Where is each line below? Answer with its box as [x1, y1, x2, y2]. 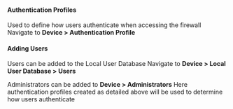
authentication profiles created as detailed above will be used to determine [7, 87, 223, 97]
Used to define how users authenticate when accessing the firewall [7, 21, 202, 29]
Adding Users [7, 44, 48, 52]
